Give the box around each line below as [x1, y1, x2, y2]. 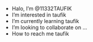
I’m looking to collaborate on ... [11, 24, 88, 31]
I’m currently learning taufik [11, 18, 79, 24]
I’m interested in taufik [11, 11, 66, 18]
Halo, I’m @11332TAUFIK [11, 5, 72, 12]
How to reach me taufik [11, 30, 69, 37]
